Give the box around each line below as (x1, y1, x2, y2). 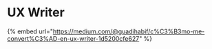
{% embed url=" (7, 27, 54, 35)
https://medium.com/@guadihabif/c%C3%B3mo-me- (52, 27, 205, 35)
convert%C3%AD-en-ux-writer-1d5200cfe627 (7, 34, 140, 42)
